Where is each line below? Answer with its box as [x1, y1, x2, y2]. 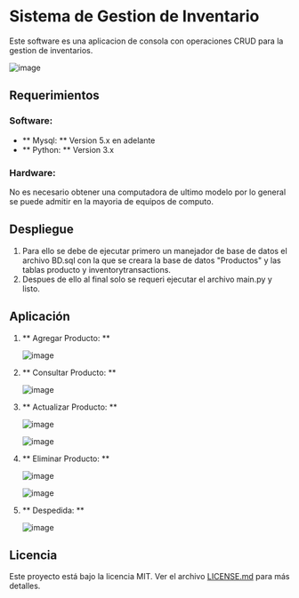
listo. [21, 283, 40, 294]
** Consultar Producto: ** [21, 367, 117, 378]
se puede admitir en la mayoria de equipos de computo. [9, 195, 214, 206]
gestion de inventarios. [9, 44, 93, 55]
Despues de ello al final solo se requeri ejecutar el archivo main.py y [21, 274, 273, 284]
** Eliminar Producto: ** [21, 453, 110, 464]
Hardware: [9, 166, 56, 179]
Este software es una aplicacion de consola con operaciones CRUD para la [9, 36, 284, 46]
